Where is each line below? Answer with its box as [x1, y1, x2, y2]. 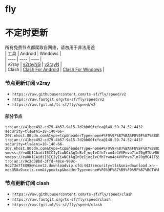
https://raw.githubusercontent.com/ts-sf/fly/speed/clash [12, 192, 133, 197]
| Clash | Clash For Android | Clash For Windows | [5, 67, 105, 72]
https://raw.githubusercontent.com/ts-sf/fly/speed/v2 [12, 92, 126, 97]
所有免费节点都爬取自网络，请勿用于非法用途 [5, 45, 95, 50]
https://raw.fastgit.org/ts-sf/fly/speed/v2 [12, 97, 104, 102]
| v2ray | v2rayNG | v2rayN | [5, 61, 62, 67]
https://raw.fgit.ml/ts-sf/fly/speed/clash [12, 202, 102, 207]
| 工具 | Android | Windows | [5, 50, 61, 57]
